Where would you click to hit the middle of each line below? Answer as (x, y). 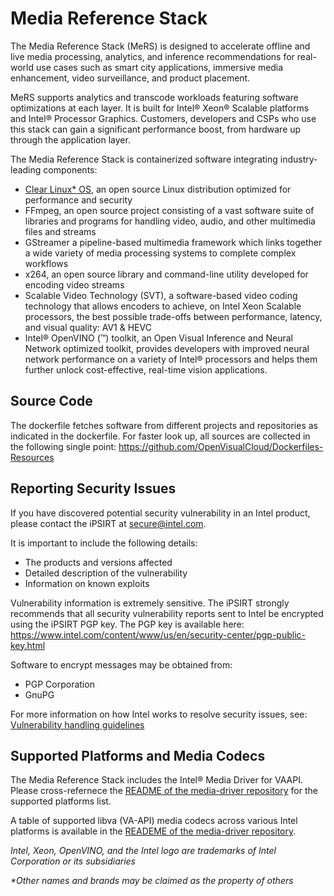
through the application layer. (70, 139)
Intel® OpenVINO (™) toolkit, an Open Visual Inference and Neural (158, 338)
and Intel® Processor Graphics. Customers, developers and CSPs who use (163, 118)
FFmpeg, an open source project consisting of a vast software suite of (169, 210)
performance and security (78, 199)
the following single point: (63, 446)
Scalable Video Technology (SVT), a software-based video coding (161, 295)
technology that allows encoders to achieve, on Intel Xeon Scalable (163, 306)
